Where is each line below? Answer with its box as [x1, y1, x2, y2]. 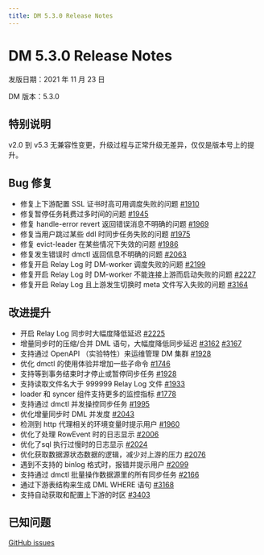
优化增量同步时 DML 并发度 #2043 [19, 409, 135, 419]
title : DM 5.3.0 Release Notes [8, 11, 113, 20]
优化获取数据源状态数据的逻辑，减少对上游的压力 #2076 [19, 449, 207, 459]
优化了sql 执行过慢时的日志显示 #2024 [19, 440, 148, 449]
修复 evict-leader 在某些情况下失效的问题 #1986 [19, 240, 179, 249]
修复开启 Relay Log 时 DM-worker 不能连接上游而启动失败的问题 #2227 [19, 269, 256, 279]
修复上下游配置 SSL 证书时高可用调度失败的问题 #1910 [19, 199, 200, 209]
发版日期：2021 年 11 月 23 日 [8, 74, 105, 84]
